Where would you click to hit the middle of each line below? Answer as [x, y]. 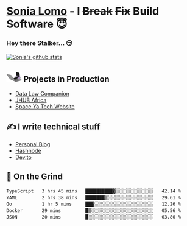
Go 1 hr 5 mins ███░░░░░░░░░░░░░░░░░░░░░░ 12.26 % [94, 204]
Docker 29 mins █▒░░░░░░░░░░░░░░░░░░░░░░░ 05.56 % [94, 210]
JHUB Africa [31, 100]
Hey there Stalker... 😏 [40, 43]
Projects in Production [66, 79]
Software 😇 [37, 24]
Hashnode [28, 151]
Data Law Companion [42, 94]
